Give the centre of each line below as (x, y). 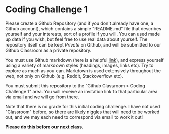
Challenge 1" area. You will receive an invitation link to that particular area (81, 91)
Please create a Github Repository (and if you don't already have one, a (79, 23)
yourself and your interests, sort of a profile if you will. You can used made (83, 34)
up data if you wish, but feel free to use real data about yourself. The (76, 39)
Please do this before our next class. (44, 127)
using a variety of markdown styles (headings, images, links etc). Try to (79, 65)
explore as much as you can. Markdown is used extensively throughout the (83, 71)
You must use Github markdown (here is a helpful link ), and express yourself (84, 60)
